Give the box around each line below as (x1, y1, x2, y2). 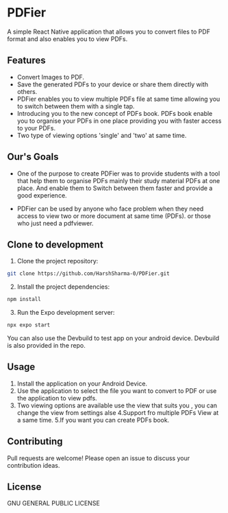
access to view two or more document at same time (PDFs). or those (16, 211, 211, 220)
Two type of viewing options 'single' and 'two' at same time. (16, 131, 187, 139)
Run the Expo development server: (16, 309, 115, 317)
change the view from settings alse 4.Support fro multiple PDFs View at (16, 408, 219, 416)
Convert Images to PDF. (16, 73, 84, 81)
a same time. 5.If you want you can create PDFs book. (16, 416, 170, 424)
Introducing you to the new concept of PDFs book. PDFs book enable (16, 109, 213, 117)
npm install (7, 296, 41, 303)
